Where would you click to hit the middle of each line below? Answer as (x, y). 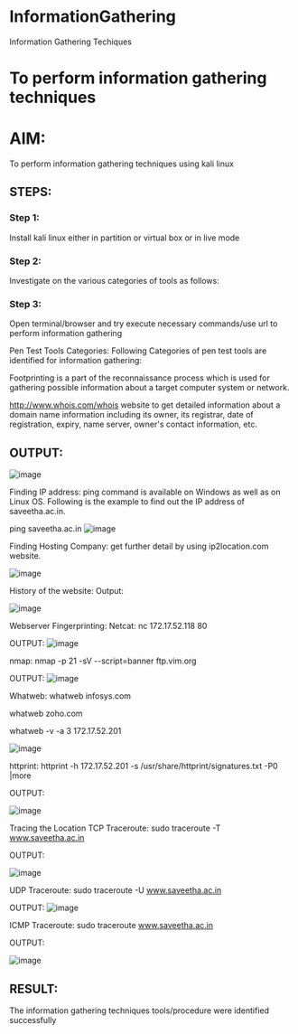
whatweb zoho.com (46, 714)
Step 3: (26, 304)
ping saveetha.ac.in (46, 529)
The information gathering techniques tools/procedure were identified (139, 1010)
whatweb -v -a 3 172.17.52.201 (65, 731)
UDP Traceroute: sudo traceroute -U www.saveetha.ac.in (116, 890)
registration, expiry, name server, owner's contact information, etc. (133, 424)
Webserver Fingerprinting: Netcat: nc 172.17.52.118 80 (108, 626)
